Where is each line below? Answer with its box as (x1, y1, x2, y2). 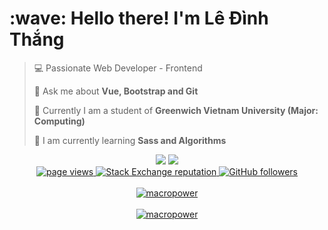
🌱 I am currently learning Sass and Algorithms (33, 134, 227, 146)
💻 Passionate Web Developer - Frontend (33, 62, 203, 74)
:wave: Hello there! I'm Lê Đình (9, 7, 269, 30)
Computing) (33, 115, 86, 127)
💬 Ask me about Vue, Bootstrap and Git (33, 85, 199, 97)
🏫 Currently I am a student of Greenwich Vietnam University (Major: (33, 104, 319, 116)
